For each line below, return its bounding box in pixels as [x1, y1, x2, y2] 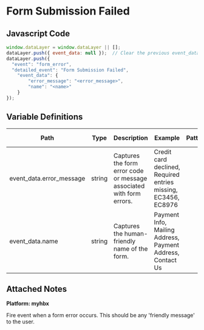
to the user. [6, 318, 35, 325]
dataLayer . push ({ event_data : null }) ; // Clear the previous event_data [6, 50, 200, 56]
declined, [154, 162, 180, 171]
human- [124, 229, 148, 237]
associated [113, 182, 145, 190]
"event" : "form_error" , [12, 61, 72, 67]
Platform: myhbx [6, 300, 50, 307]
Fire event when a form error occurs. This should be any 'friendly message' [6, 312, 195, 319]
